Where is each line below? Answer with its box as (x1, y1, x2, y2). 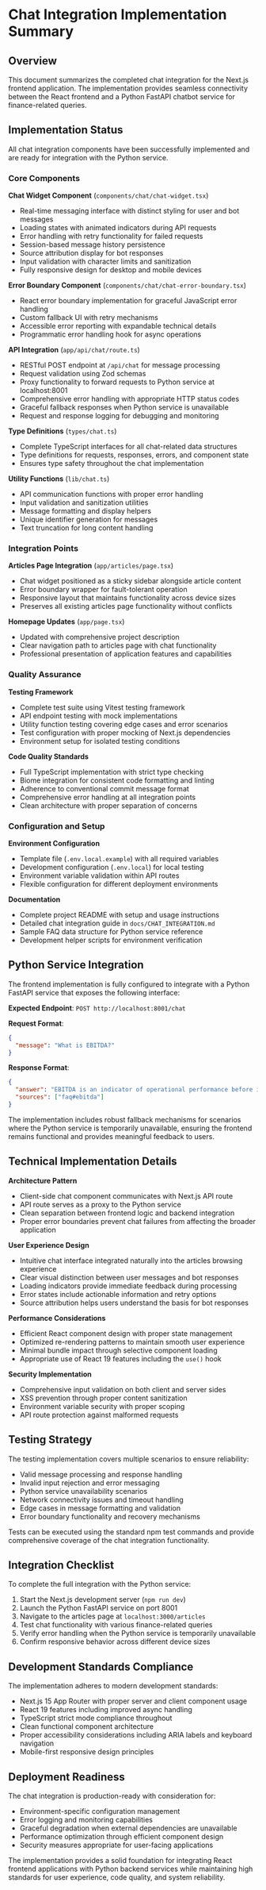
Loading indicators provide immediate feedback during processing (19, 1280, 237, 1291)
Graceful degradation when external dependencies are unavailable (19, 1823, 237, 1833)
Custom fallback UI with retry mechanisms (19, 313, 158, 322)
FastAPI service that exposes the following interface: (8, 987, 180, 997)
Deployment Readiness (8, 1770, 125, 1784)
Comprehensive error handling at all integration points (19, 792, 196, 802)
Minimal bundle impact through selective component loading (19, 1345, 218, 1355)
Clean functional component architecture (19, 1722, 154, 1731)
